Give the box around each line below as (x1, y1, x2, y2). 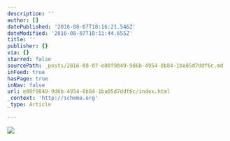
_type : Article (7, 101, 52, 108)
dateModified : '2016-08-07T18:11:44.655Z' (7, 29, 133, 37)
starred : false (7, 56, 52, 63)
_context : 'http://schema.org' (7, 95, 99, 102)
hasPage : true (7, 75, 49, 82)
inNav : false (7, 82, 45, 89)
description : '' (7, 10, 55, 17)
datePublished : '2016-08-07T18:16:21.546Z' (7, 23, 136, 30)
